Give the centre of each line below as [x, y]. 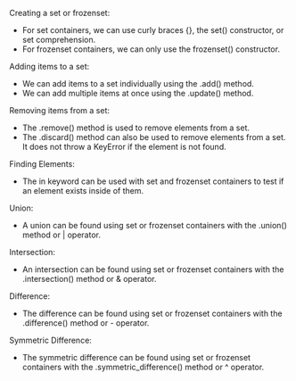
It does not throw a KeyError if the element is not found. [124, 147]
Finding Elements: [42, 164]
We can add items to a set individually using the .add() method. [138, 83]
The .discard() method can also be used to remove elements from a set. [154, 137]
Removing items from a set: [59, 110]
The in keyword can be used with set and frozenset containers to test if [153, 181]
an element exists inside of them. [83, 190]
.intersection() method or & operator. [89, 279]
